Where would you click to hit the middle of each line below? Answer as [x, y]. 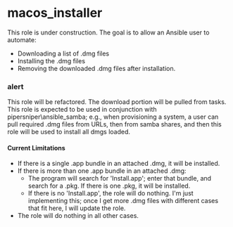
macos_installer [55, 13]
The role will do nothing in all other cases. [78, 216]
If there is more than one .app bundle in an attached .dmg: [102, 171]
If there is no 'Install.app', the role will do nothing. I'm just [111, 193]
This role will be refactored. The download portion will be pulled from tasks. [117, 102]
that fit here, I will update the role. [77, 208]
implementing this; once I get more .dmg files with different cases [123, 201]
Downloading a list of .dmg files [63, 53]
